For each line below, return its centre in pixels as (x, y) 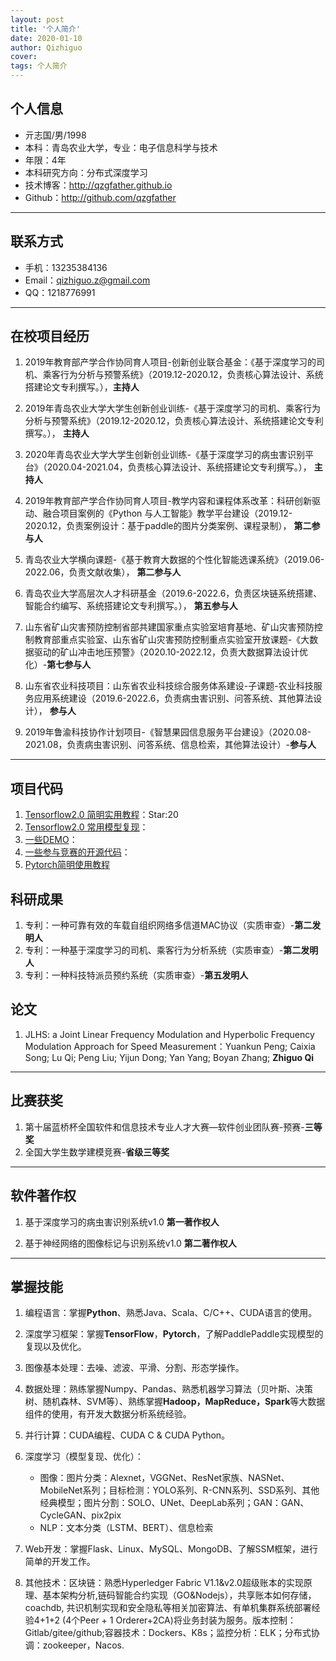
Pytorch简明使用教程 (67, 865)
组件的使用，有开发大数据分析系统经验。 (108, 1414)
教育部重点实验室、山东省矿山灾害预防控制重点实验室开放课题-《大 (171, 640)
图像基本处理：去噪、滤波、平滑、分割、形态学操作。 (134, 1368)
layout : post (37, 19)
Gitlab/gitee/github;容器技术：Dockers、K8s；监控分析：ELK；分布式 (168, 1633)
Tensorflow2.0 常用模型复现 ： (86, 827)
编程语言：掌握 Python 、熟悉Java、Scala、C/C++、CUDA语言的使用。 (171, 1313)
